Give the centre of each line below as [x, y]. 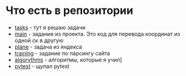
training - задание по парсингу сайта [62, 53]
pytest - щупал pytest [42, 66]
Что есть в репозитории [70, 11]
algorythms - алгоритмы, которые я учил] [68, 60]
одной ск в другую [39, 40]
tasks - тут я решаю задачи [50, 27]
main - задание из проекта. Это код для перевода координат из [97, 33]
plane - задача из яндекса [48, 47]
